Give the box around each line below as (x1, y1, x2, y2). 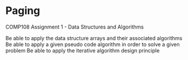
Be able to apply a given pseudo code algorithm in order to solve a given (5, 41, 180, 48)
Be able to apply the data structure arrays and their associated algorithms (5, 34, 183, 41)
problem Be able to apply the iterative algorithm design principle (5, 47, 160, 54)
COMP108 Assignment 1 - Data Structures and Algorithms (5, 23, 144, 30)
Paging (5, 4, 40, 17)
